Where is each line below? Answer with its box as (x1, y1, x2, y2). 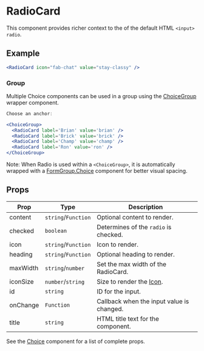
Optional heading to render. (97, 250, 175, 258)
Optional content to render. (97, 213, 174, 221)
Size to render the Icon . (97, 277, 163, 286)
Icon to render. (97, 240, 138, 249)
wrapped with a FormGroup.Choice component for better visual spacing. (6, 167, 188, 175)
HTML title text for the (97, 314, 160, 323)
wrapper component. (6, 99, 59, 106)
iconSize (9, 277, 35, 286)
